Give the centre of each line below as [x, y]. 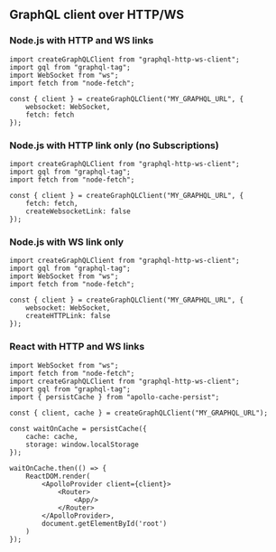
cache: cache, [52, 436]
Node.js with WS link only [67, 241]
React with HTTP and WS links [77, 347]
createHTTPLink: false [68, 316]
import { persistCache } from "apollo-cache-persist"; [115, 397]
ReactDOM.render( [58, 476]
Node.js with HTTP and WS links [82, 41]
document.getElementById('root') [105, 523]
